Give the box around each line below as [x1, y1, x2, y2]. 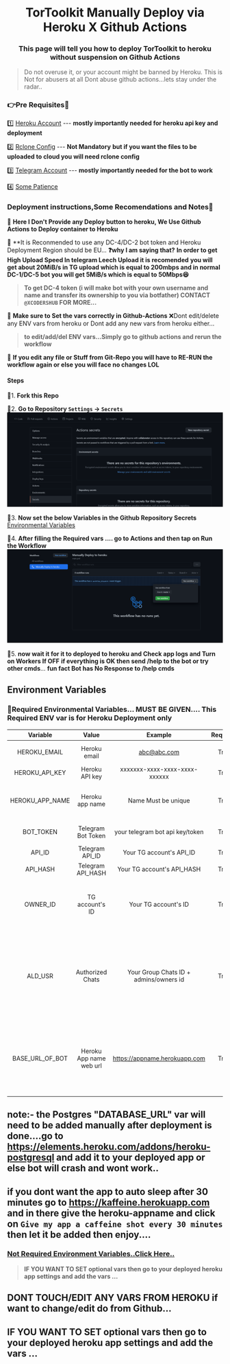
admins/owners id [133, 975, 185, 984]
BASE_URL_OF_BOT [12, 1054, 68, 1062]
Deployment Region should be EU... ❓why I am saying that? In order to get [7, 246, 218, 255]
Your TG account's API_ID [123, 848, 196, 856]
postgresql [7, 1152, 55, 1164]
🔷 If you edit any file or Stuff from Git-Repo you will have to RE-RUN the [7, 354, 213, 362]
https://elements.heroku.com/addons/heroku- [7, 1141, 211, 1153]
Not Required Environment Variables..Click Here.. [7, 1249, 175, 1259]
